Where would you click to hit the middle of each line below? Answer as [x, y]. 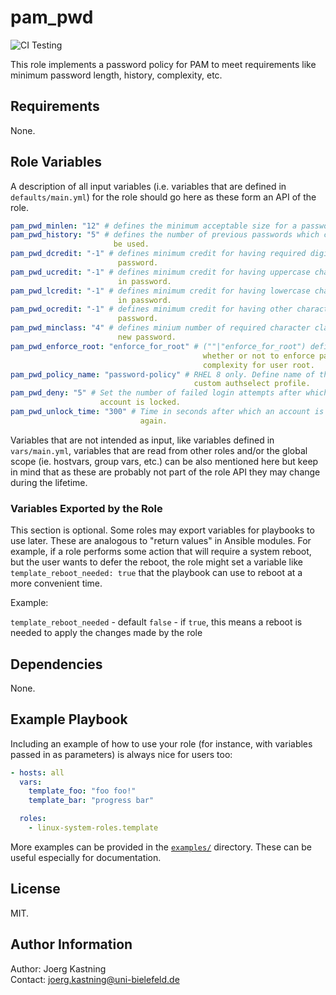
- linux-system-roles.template [93, 828]
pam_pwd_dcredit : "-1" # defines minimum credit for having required [158, 254]
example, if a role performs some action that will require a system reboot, [161, 552]
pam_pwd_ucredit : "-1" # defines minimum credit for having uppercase [160, 272]
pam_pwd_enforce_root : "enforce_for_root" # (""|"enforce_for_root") [158, 346]
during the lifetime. [49, 482]
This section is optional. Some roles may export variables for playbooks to [162, 530]
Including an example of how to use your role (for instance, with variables [161, 743]
